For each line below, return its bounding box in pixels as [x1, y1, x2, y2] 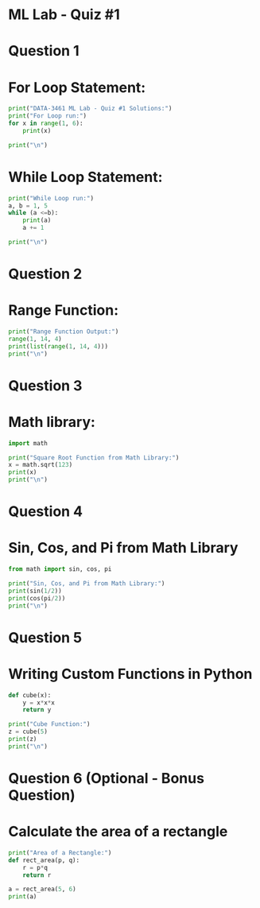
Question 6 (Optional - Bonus [8, 769, 205, 787]
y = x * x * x [22, 698, 56, 707]
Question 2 [8, 265, 83, 283]
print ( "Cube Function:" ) [8, 720, 91, 728]
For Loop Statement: [8, 78, 146, 96]
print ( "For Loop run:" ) [8, 112, 87, 120]
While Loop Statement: [8, 168, 163, 186]
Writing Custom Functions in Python [8, 665, 253, 683]
